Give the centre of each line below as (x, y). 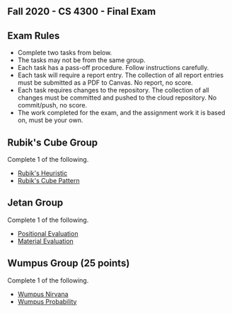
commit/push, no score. (52, 105)
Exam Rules (34, 36)
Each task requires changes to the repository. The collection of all (113, 90)
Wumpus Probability (47, 301)
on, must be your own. (50, 120)
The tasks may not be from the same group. (81, 60)
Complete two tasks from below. (65, 53)
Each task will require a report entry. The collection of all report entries (121, 75)
